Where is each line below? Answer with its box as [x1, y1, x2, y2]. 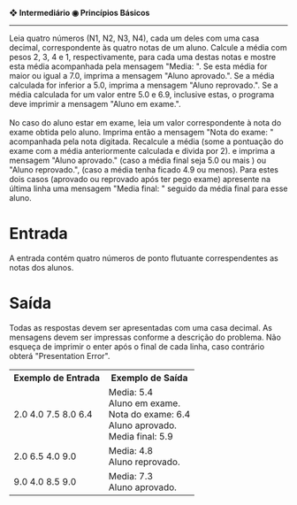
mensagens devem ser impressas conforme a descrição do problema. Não [9, 332, 281, 342]
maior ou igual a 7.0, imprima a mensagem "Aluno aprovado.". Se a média [9, 71, 275, 80]
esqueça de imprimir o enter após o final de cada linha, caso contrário [9, 340, 265, 352]
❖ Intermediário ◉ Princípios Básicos [9, 8, 150, 18]
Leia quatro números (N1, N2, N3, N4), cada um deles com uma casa [9, 33, 260, 43]
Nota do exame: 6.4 [108, 408, 191, 420]
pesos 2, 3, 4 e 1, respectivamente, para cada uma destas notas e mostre [9, 52, 277, 62]
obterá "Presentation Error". [9, 350, 110, 361]
